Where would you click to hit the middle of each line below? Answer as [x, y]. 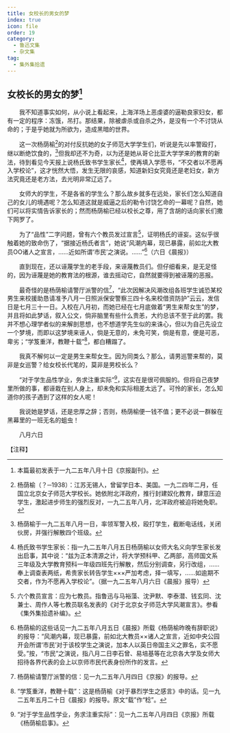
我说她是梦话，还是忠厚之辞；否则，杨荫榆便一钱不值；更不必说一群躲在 [121, 411]
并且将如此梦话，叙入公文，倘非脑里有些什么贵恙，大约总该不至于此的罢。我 [115, 316]
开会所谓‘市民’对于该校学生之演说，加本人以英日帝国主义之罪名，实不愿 [118, 644]
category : [21, 39]
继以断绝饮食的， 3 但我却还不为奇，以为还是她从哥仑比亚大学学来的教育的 [111, 153]
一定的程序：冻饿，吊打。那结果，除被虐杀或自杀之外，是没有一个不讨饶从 [118, 121]
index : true [24, 20]
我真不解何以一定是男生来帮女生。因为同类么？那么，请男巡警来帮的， [118, 356]
